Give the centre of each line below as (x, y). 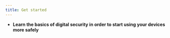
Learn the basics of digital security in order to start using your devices (89, 24)
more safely (26, 30)
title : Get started (26, 10)
